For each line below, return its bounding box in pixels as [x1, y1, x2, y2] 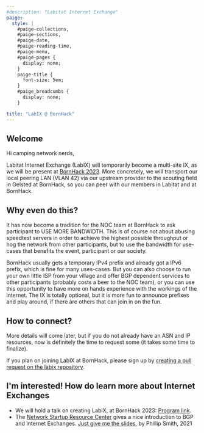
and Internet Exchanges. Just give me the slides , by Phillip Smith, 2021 [15, 420, 192, 427]
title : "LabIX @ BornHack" [6, 111, 75, 117]
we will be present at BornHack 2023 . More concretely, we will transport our [6, 168, 198, 175]
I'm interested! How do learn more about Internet [6, 381, 195, 391]
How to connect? [6, 316, 72, 326]
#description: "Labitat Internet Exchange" [6, 9, 119, 15]
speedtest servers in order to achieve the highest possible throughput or [6, 235, 189, 242]
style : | [12, 20, 34, 26]
